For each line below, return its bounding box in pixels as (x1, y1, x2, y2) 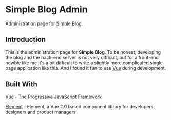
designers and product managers (5, 109, 76, 115)
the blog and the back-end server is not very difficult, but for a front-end (5, 54, 159, 60)
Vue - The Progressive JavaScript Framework (5, 93, 102, 100)
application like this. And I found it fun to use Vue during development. (17, 65, 166, 71)
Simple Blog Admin (5, 4, 88, 15)
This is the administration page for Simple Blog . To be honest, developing (5, 49, 161, 55)
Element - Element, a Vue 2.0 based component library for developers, (5, 103, 155, 109)
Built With (5, 80, 37, 89)
